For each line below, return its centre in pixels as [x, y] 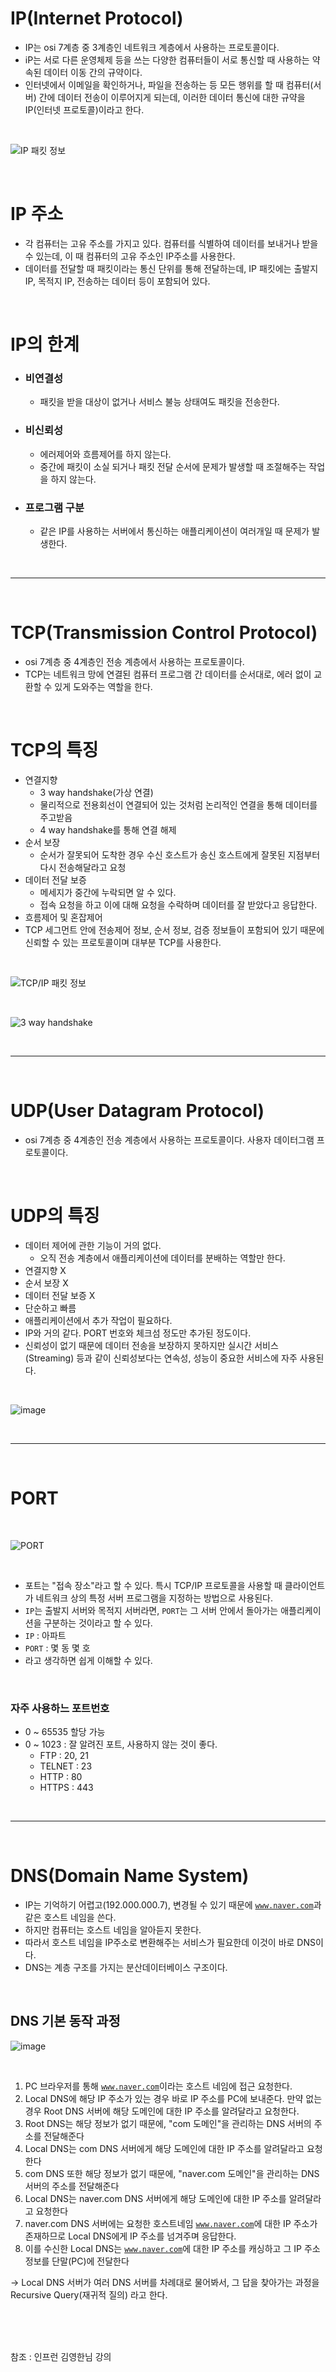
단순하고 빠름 [50, 1308]
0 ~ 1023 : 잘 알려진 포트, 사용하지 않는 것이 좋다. [121, 1744]
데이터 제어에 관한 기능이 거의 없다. [93, 1245]
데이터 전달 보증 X [60, 1295]
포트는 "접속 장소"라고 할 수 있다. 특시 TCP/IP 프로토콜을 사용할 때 [153, 1585]
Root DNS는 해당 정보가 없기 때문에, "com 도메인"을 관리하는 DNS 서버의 [168, 2123]
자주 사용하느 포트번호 [60, 1708]
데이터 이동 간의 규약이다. [93, 72]
